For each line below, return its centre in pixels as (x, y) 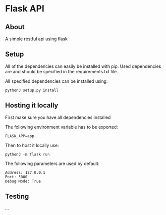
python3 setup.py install (32, 90)
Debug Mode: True (23, 181)
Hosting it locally (32, 105)
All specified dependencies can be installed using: (56, 81)
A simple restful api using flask (36, 39)
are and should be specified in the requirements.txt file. (62, 71)
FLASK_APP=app (20, 136)
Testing (17, 196)
